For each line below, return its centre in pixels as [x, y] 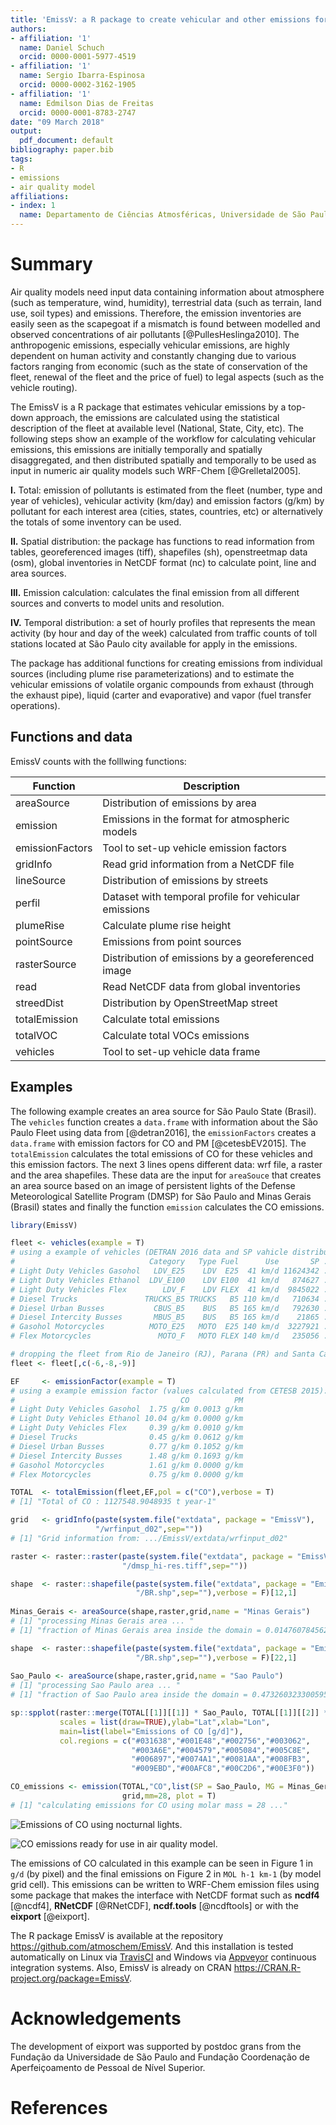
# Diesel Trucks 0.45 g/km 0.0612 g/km [127, 1437]
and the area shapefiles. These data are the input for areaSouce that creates [166, 1175]
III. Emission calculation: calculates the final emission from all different [155, 592]
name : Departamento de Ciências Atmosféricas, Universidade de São [163, 215]
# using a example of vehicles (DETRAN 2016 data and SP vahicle [149, 1252]
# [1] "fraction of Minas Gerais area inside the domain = [136, 1630]
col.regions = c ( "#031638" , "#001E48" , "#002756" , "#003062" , [185, 1741]
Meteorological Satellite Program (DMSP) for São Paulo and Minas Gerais [161, 1196]
